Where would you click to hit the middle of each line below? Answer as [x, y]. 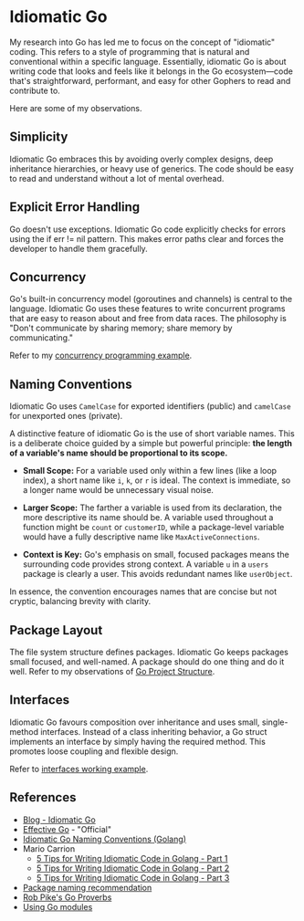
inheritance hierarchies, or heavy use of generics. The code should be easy [152, 168]
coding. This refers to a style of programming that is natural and [130, 51]
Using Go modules [58, 906]
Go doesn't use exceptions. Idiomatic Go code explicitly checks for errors [147, 229]
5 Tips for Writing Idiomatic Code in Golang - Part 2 [133, 868]
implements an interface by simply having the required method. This [138, 741]
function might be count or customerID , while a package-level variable [153, 528]
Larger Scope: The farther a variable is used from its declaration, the [152, 508]
